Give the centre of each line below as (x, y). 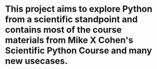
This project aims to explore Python (79, 9)
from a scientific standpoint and (71, 19)
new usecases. (36, 61)
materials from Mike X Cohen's (69, 40)
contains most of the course (64, 30)
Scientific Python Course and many (79, 51)
